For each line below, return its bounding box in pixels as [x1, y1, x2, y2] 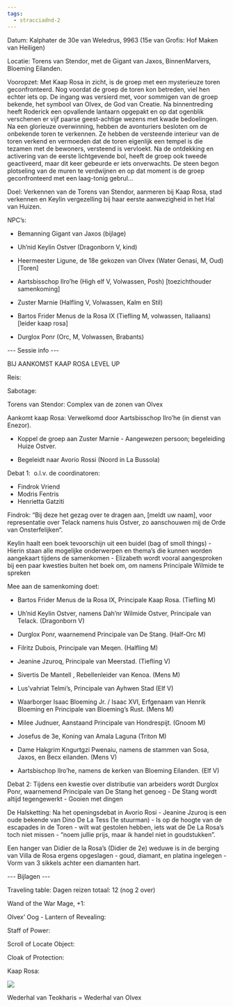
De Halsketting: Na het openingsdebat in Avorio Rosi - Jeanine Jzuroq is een [7, 808, 227, 816]
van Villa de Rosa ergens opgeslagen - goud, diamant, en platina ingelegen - [7, 851, 227, 859]
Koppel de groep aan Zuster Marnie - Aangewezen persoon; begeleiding [17, 434, 225, 443]
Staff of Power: [7, 926, 51, 935]
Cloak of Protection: [7, 953, 65, 962]
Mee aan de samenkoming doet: [7, 582, 99, 590]
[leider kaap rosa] [17, 318, 68, 328]
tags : [7, 10, 23, 17]
